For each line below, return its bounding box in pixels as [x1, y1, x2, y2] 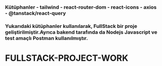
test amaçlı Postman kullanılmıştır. [5, 35, 89, 41]
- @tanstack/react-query [5, 10, 66, 16]
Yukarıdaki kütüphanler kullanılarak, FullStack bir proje [5, 23, 138, 29]
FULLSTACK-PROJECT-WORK [5, 53, 128, 64]
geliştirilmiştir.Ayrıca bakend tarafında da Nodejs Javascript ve [5, 28, 158, 35]
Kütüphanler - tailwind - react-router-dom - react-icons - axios [5, 4, 157, 11]
